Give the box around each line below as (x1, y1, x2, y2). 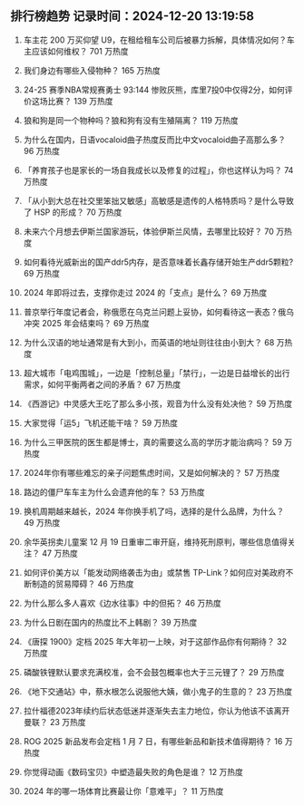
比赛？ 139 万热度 (47, 95, 113, 106)
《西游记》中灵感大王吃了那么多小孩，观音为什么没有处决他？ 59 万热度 (23, 398, 293, 409)
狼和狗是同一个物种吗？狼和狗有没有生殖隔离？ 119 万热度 (23, 114, 239, 125)
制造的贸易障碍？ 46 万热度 (31, 578, 134, 589)
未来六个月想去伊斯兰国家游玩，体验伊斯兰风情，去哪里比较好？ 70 (23, 226, 275, 237)
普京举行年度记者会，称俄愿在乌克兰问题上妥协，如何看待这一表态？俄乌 (23, 306, 294, 317)
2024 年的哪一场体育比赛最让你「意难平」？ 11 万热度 (23, 785, 224, 796)
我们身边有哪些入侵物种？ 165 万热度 (23, 64, 162, 75)
